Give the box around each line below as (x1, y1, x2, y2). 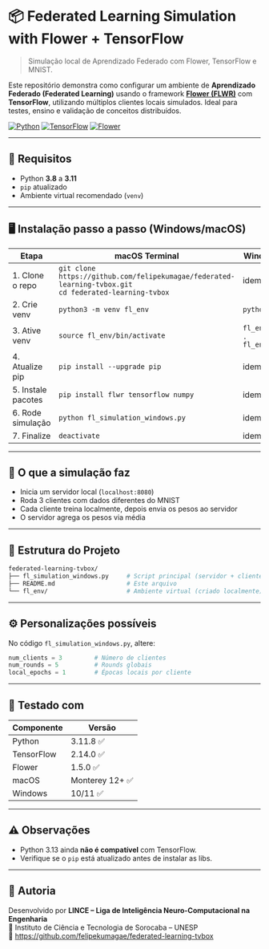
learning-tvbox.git (58, 279, 133, 289)
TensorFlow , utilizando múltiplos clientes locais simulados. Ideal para (8, 97, 238, 107)
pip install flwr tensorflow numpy (58, 390, 195, 399)
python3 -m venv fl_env (58, 305, 150, 314)
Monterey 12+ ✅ (70, 774, 134, 785)
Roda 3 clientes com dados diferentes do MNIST (19, 496, 180, 505)
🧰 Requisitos (8, 152, 72, 166)
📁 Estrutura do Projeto (8, 543, 120, 557)
